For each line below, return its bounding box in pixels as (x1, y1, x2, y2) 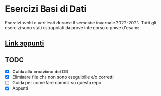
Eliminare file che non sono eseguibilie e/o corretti (12, 74, 114, 80)
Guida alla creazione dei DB (12, 69, 69, 74)
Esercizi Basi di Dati (5, 3, 87, 15)
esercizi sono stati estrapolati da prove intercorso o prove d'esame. (5, 24, 141, 30)
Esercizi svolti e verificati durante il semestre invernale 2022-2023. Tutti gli (5, 20, 157, 25)
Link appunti (5, 39, 44, 48)
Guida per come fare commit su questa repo (12, 80, 102, 86)
